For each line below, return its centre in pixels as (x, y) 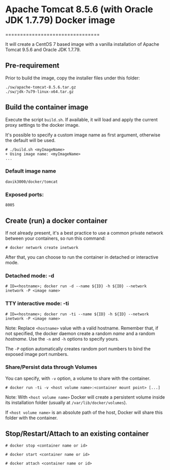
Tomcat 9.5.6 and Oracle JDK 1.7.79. (43, 49)
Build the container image (47, 107)
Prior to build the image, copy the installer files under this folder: (73, 78)
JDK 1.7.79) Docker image (60, 20)
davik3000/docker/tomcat (32, 182)
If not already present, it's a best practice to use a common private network (84, 233)
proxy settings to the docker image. (42, 125)
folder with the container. (32, 418)
